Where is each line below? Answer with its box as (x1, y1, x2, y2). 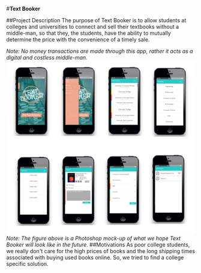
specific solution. (6, 260, 49, 267)
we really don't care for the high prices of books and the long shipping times (6, 247, 196, 254)
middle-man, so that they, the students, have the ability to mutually (6, 29, 171, 37)
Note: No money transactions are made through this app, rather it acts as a (6, 48, 193, 55)
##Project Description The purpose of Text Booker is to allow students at (6, 17, 187, 23)
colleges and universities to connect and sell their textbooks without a (6, 23, 179, 30)
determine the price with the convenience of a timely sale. (6, 36, 150, 43)
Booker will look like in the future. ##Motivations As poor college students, (6, 241, 190, 248)
